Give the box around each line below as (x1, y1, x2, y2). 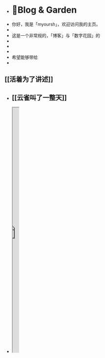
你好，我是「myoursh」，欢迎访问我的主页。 (11, 21, 101, 27)
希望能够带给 (11, 54, 38, 60)
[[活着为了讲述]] (4, 75, 53, 84)
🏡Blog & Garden (11, 4, 77, 16)
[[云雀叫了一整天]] (11, 93, 67, 102)
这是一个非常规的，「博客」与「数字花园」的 (11, 32, 100, 38)
